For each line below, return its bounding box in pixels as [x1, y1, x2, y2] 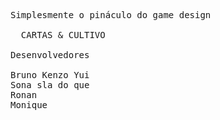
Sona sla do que [10, 80, 90, 90]
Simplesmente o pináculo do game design [10, 10, 212, 20]
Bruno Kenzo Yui [10, 70, 90, 80]
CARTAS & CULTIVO [20, 30, 106, 40]
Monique [10, 100, 48, 110]
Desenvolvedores [10, 50, 90, 60]
